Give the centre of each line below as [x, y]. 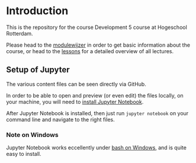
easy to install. [24, 154]
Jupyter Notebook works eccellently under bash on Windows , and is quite [96, 148]
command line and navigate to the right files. [60, 119]
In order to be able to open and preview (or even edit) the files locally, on [95, 95]
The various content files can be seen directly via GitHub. [76, 84]
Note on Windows [32, 135]
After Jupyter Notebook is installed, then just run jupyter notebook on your [97, 113]
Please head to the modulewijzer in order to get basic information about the [98, 45]
